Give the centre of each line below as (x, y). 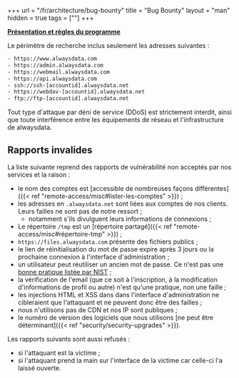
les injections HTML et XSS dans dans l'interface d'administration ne (118, 294)
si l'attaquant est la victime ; (59, 352)
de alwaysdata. (30, 127)
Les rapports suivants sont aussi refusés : (69, 339)
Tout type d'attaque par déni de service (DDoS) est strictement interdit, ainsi (119, 112)
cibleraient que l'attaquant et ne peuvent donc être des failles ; (110, 302)
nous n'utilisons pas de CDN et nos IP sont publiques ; (97, 309)
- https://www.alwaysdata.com (52, 59)
